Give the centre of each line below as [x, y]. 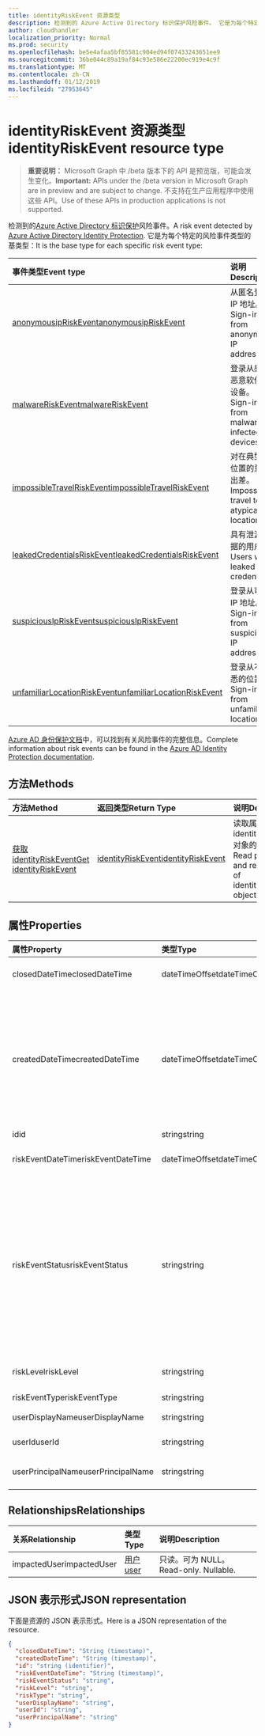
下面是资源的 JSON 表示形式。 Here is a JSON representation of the [118, 1620]
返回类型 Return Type [136, 808]
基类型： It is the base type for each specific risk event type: [106, 245]
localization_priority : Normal [60, 38]
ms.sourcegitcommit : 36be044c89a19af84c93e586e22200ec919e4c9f [114, 60]
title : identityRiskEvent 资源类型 [64, 15]
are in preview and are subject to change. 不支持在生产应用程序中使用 [141, 191]
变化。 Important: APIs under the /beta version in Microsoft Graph [141, 181]
